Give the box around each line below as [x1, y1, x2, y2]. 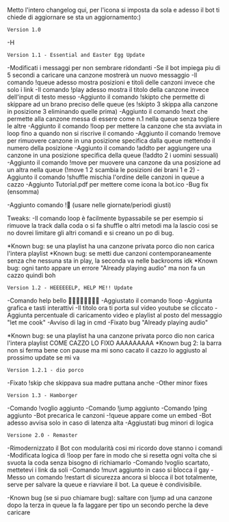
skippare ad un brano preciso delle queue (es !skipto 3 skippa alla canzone [7, 100, 219, 108]
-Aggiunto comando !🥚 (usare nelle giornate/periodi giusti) [7, 201, 172, 209]
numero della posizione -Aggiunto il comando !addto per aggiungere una [7, 144, 212, 152]
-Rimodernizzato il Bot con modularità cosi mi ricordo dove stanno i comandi [7, 444, 223, 452]
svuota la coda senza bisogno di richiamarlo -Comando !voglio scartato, [7, 459, 211, 466]
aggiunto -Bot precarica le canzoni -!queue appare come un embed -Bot [7, 412, 212, 419]
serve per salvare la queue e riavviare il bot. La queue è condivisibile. [7, 480, 202, 488]
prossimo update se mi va [7, 353, 80, 361]
